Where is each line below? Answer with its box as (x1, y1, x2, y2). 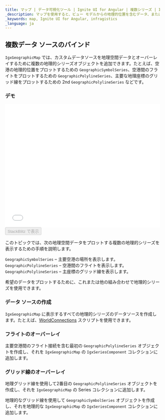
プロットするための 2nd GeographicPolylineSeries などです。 (22, 79, 146, 85)
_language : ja (5, 21, 34, 26)
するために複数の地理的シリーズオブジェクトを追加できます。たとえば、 (9, 61, 155, 66)
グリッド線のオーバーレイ (5, 368, 66, 375)
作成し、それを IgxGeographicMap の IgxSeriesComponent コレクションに (13, 349, 158, 355)
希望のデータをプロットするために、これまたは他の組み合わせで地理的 (5, 279, 147, 285)
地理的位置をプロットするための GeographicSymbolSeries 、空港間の (13, 67, 150, 73)
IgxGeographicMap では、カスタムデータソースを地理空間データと (5, 55, 136, 61)
